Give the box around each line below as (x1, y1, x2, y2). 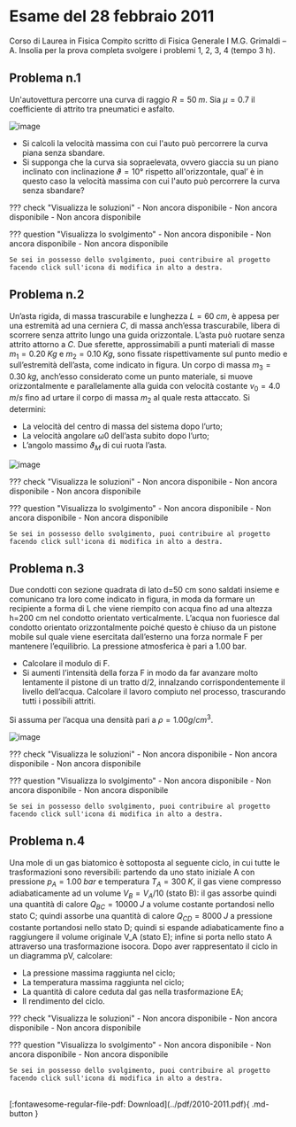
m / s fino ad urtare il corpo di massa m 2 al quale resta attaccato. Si (9, 392, 250, 405)
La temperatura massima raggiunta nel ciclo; (21, 977, 185, 988)
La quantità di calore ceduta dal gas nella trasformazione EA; (21, 986, 244, 998)
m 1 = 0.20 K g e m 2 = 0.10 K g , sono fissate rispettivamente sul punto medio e (9, 348, 288, 361)
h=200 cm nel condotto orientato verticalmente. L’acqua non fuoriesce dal (9, 613, 280, 624)
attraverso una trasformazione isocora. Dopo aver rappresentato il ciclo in (9, 941, 278, 952)
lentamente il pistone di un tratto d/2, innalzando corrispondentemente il (21, 677, 285, 688)
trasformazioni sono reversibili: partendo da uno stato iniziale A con (9, 867, 255, 877)
